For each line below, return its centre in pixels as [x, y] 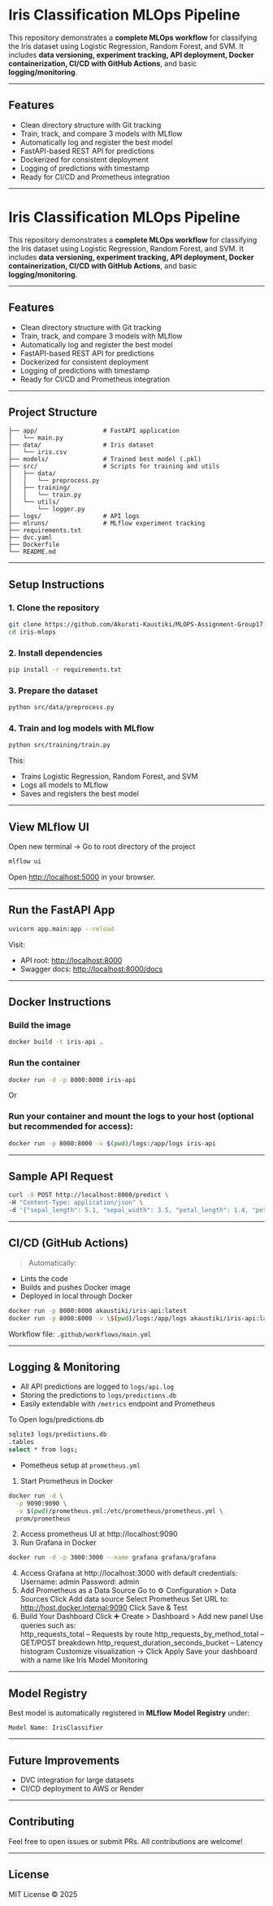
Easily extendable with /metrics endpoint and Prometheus [117, 1404]
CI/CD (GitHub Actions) [68, 1243]
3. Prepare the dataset [53, 691]
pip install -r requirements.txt [65, 670]
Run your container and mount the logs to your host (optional [131, 1116]
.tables [22, 1442]
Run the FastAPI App [62, 910]
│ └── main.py [36, 438]
